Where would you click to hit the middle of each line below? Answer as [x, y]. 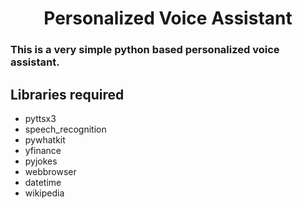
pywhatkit [45, 139]
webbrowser [50, 171]
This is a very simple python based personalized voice [145, 50]
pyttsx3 [40, 118]
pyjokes [41, 161]
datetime [43, 182]
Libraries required [67, 94]
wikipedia [44, 193]
